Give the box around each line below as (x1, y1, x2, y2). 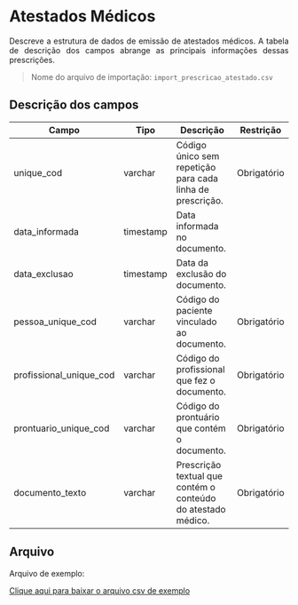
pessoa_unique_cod (13, 315, 98, 328)
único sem (176, 149, 220, 162)
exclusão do (176, 267, 227, 280)
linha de (176, 183, 210, 195)
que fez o (176, 374, 216, 386)
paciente (176, 304, 213, 316)
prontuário (176, 410, 220, 423)
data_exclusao (13, 267, 74, 280)
